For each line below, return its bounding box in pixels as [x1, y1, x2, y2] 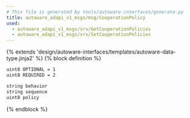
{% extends [6, 48, 36, 55]
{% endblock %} [6, 105, 48, 113]
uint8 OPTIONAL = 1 [6, 66, 56, 73]
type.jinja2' [6, 55, 35, 62]
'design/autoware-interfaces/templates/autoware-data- [37, 48, 177, 55]
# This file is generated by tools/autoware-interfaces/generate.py [6, 9, 184, 15]
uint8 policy [6, 94, 40, 100]
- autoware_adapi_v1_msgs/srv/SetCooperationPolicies [12, 32, 151, 38]
